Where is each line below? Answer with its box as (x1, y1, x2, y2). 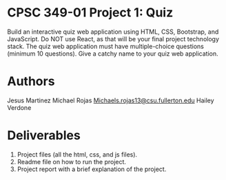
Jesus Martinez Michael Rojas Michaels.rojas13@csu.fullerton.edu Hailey (7, 96, 215, 104)
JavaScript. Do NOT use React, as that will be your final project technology (7, 34, 219, 43)
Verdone (7, 103, 32, 111)
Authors (7, 74, 55, 89)
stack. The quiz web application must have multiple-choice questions (7, 42, 205, 50)
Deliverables (7, 128, 81, 144)
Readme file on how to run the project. (17, 157, 126, 166)
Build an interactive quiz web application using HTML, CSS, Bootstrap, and (7, 27, 219, 36)
